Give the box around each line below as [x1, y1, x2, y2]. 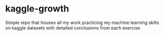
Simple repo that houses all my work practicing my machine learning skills [5, 19, 159, 25]
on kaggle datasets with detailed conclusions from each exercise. [5, 24, 142, 30]
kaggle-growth [5, 3, 70, 14]
